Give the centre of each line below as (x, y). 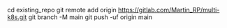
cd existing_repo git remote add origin (62, 10)
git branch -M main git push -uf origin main (90, 17)
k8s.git (17, 17)
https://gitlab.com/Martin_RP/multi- (169, 10)
